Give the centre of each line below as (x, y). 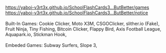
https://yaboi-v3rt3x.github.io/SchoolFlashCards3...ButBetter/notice (77, 13)
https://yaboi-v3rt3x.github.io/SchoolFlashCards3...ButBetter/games (77, 7)
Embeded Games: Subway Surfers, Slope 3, (51, 45)
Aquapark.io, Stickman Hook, (36, 34)
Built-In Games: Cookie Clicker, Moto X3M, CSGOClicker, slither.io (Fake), (82, 23)
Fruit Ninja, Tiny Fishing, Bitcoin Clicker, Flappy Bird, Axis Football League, (84, 29)
